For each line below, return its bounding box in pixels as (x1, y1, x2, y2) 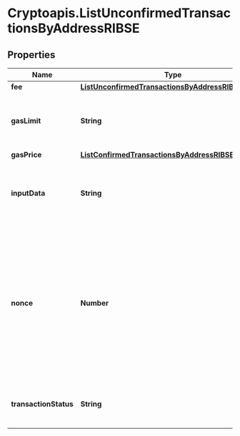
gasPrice (11, 150, 42, 159)
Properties (7, 49, 56, 61)
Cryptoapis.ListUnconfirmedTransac (7, 5, 231, 21)
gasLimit (11, 116, 41, 126)
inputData (11, 188, 46, 198)
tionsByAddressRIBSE (7, 20, 141, 36)
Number (80, 298, 109, 308)
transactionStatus (11, 399, 74, 409)
